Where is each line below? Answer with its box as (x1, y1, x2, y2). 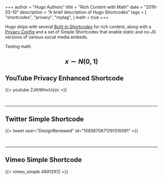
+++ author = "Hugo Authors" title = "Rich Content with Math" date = (5, 4, 143, 10)
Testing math (5, 44, 32, 49)
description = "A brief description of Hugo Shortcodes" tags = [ (19, 9, 147, 15)
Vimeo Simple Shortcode (5, 156, 82, 164)
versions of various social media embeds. (5, 34, 88, 40)
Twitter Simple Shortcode (5, 115, 84, 123)
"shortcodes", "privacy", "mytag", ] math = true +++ (5, 15, 109, 20)
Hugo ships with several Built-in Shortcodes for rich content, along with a (5, 24, 151, 30)
